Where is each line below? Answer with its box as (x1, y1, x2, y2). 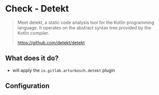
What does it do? (5, 54, 59, 63)
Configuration (5, 82, 50, 90)
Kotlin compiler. (17, 30, 50, 36)
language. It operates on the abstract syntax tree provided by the (17, 24, 151, 30)
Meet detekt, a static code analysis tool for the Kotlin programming (17, 19, 155, 25)
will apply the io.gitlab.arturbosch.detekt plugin (12, 67, 116, 73)
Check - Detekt (5, 3, 69, 14)
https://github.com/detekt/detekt (17, 39, 85, 45)
